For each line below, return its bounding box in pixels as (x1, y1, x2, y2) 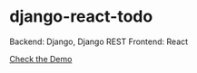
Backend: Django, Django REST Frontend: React (9, 36, 189, 47)
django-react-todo (9, 6, 153, 27)
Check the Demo (9, 53, 73, 64)
